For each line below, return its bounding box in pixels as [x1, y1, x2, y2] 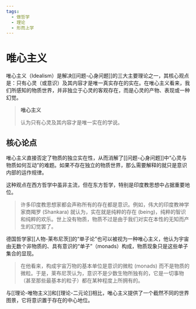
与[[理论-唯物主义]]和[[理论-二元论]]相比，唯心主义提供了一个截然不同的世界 [6, 290, 190, 296]
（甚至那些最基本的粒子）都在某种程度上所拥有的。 [20, 277, 143, 284]
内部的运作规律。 [6, 169, 47, 176]
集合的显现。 [6, 250, 37, 257]
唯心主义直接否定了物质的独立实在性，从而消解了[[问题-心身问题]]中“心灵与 [6, 154, 187, 161]
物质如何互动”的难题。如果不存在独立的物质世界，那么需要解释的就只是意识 [6, 162, 188, 168]
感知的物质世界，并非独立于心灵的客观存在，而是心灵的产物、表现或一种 [16, 87, 190, 94]
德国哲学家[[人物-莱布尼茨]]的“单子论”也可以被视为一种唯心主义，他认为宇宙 [6, 235, 190, 242]
